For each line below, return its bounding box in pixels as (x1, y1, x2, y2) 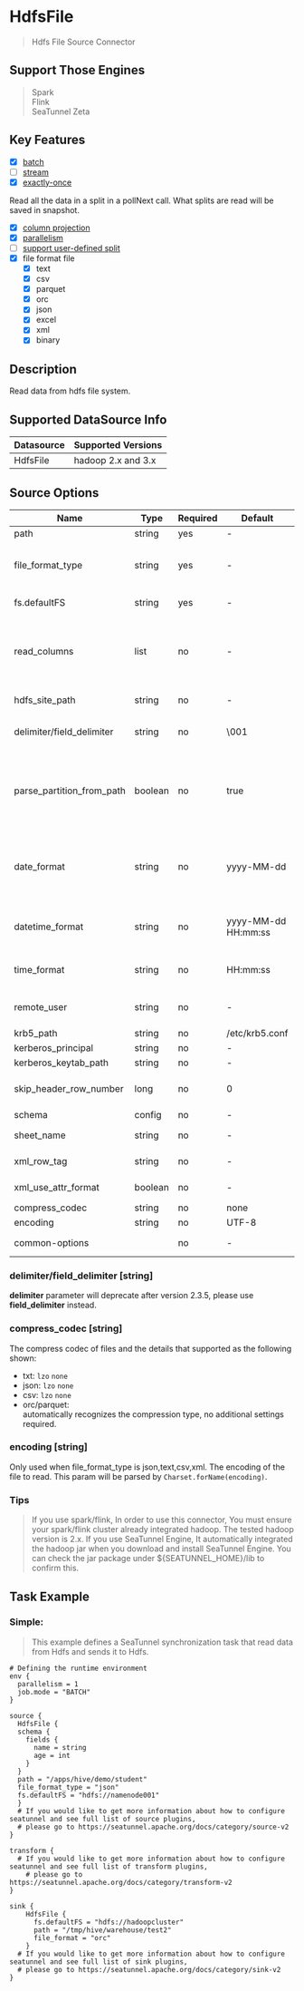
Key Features (9, 132, 86, 148)
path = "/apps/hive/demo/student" (17, 1774, 147, 1783)
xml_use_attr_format (14, 1180, 100, 1193)
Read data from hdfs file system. (9, 385, 131, 396)
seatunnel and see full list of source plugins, (9, 1814, 196, 1823)
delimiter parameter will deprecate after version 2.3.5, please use (9, 1290, 254, 1301)
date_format (14, 860, 66, 872)
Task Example (9, 1588, 90, 1604)
